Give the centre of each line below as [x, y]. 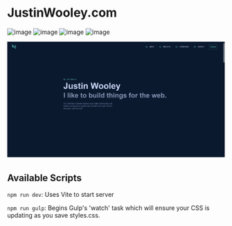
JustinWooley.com [62, 13]
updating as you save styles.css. [54, 216]
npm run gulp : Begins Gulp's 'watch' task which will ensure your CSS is [108, 208]
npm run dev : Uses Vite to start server [61, 195]
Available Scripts [44, 178]
